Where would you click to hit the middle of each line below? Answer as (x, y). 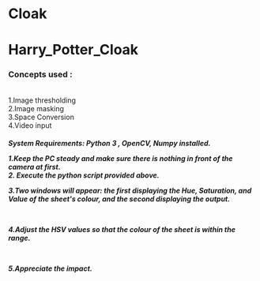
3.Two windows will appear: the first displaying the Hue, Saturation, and (130, 191)
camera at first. (34, 167)
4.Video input (30, 125)
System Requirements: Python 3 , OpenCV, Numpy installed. (109, 144)
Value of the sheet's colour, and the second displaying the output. (119, 199)
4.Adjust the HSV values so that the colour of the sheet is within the (122, 230)
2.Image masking (36, 108)
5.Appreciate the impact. (50, 268)
